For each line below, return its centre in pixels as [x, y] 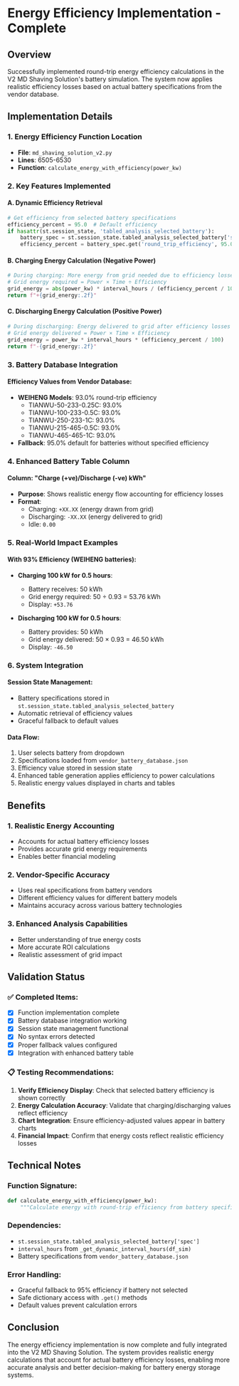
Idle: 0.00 [42, 524]
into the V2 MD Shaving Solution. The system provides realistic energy [111, 1352]
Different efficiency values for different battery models [97, 898]
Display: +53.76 [51, 604]
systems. [21, 1375]
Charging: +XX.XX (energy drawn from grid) [91, 509]
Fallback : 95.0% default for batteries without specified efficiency [113, 443]
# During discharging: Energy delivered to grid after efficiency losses [119, 327]
